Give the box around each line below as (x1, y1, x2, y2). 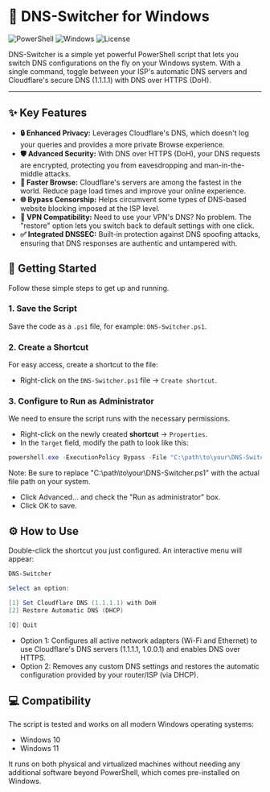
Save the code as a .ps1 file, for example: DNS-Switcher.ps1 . (8, 321, 207, 331)
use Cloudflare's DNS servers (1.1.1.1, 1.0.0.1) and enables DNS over (19, 644, 241, 653)
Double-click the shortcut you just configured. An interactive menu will (8, 545, 243, 555)
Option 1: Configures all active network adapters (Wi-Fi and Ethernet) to (19, 636, 258, 645)
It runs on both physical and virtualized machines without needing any (8, 759, 241, 769)
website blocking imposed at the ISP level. (19, 203, 161, 213)
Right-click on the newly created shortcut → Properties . (19, 429, 208, 439)
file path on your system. (8, 477, 91, 487)
